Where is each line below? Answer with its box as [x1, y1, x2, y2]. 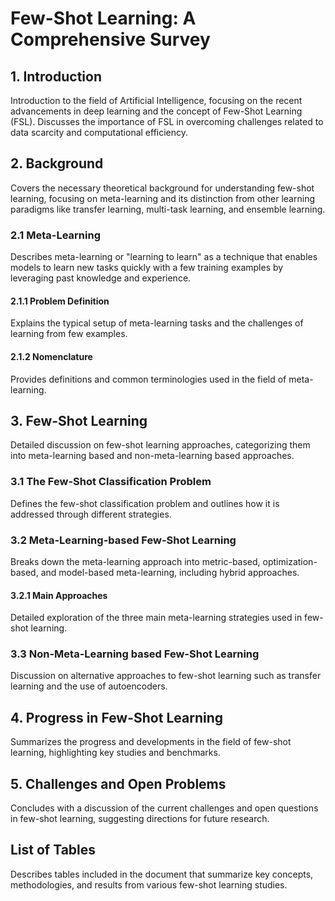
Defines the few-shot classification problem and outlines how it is [10, 497, 280, 509]
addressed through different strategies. [10, 508, 172, 520]
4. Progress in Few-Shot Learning [10, 709, 223, 726]
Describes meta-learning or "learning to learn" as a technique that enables [10, 251, 318, 263]
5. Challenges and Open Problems [10, 775, 227, 792]
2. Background [10, 155, 104, 172]
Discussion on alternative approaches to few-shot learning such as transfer [10, 670, 322, 682]
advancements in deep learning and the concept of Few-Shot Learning [10, 105, 303, 117]
